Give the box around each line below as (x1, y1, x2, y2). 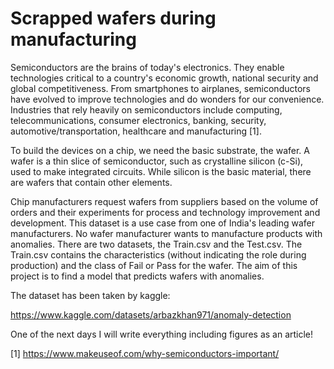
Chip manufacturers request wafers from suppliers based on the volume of (10, 195, 319, 207)
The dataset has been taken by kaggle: (10, 289, 171, 301)
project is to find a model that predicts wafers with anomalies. (10, 270, 265, 282)
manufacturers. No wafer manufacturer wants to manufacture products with (10, 227, 323, 239)
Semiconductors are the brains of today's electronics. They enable (10, 61, 285, 73)
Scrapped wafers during (10, 7, 217, 30)
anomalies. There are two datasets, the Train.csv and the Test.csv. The (10, 238, 303, 250)
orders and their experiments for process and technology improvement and (10, 206, 321, 218)
